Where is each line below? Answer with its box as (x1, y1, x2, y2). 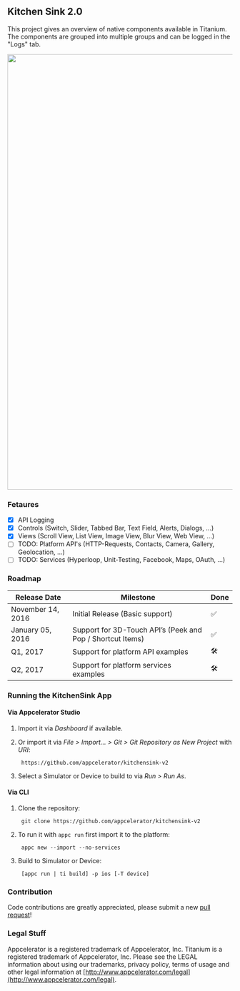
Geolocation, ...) (17, 548, 66, 556)
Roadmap (7, 574, 41, 584)
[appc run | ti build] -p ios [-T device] (21, 870, 150, 877)
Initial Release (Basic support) (72, 608, 173, 618)
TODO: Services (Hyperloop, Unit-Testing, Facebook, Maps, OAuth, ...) (17, 555, 226, 564)
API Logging (17, 515, 54, 524)
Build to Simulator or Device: (17, 857, 102, 865)
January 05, (11, 625, 52, 635)
